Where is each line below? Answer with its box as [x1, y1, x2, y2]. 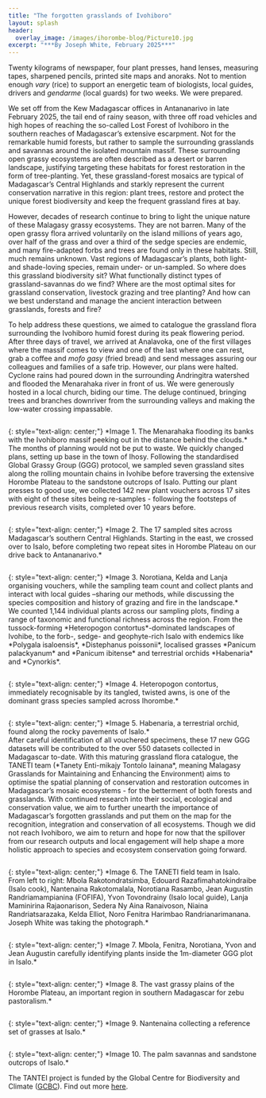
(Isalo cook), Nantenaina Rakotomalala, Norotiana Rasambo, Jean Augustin [8, 884, 253, 894]
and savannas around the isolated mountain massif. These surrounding [8, 146, 241, 156]
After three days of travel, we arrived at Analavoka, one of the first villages [8, 337, 252, 346]
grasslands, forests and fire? [8, 305, 102, 314]
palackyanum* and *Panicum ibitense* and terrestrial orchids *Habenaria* [8, 649, 254, 658]
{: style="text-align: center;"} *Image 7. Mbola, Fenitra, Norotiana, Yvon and [8, 940, 256, 950]
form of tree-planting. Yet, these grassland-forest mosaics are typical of [8, 171, 244, 181]
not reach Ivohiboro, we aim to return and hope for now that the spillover [8, 828, 246, 838]
